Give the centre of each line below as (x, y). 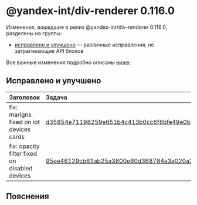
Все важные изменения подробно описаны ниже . (68, 62)
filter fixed (23, 153)
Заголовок (25, 97)
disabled (21, 168)
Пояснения (28, 196)
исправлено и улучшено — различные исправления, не (84, 45)
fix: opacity (24, 146)
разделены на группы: (34, 33)
